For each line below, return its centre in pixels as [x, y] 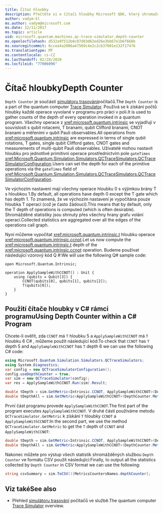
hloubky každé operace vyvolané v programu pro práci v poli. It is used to [78, 112]
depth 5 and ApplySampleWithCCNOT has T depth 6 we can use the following [79, 346]
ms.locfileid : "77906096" [31, 64]
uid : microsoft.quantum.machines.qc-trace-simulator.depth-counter [75, 37]
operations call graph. [27, 225]
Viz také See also [31, 489]
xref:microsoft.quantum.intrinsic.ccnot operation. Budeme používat [72, 250]
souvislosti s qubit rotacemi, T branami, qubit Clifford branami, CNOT [74, 128]
